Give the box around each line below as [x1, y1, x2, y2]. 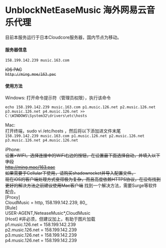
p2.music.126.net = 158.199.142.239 [5, 227, 77, 233]
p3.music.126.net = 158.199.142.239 [5, 232, 77, 238]
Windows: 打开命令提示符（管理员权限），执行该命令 [5, 95, 111, 101]
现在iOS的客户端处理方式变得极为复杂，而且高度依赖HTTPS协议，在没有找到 [5, 177, 161, 183]
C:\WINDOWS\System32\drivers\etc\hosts [5, 114, 87, 119]
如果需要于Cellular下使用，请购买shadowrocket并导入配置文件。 [5, 170, 136, 176]
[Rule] [5, 205, 18, 211]
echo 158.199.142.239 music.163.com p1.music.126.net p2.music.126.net [5, 105, 156, 110]
